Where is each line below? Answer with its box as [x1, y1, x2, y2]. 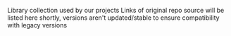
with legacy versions [7, 21, 68, 29]
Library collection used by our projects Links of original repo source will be [7, 6, 225, 14]
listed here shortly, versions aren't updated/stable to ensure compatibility [7, 13, 220, 22]
